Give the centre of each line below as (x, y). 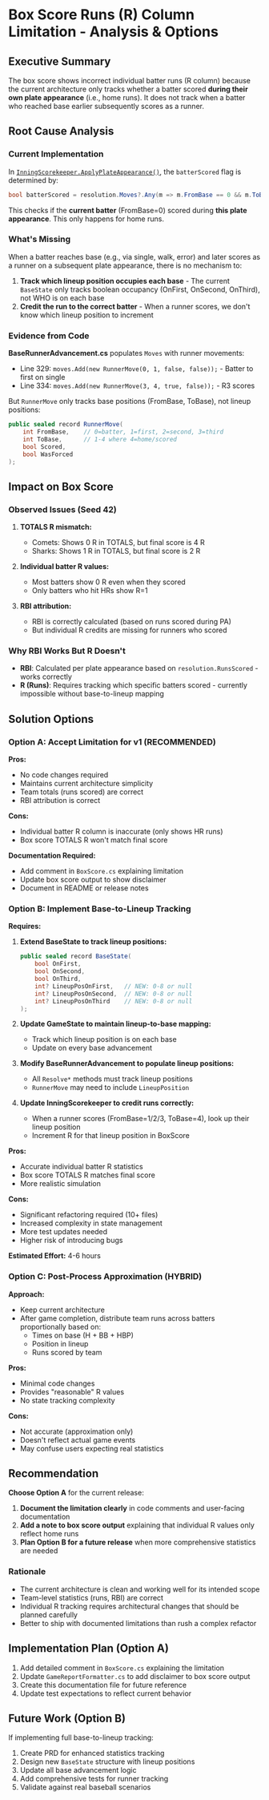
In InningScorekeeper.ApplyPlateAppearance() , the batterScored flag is (125, 172)
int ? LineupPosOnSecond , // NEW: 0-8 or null (114, 994)
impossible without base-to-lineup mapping (92, 694)
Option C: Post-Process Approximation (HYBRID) (105, 1277)
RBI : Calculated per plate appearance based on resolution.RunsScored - (139, 668)
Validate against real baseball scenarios (85, 1787)
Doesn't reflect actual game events (78, 1439)
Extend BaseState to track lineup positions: (93, 942)
